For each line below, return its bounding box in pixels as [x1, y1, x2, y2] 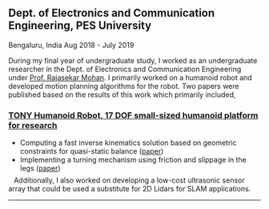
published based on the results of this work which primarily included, [8, 90, 236, 99]
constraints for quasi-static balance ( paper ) [19, 147, 164, 156]
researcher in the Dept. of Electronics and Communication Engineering [8, 64, 242, 74]
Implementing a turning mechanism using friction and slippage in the [19, 155, 247, 165]
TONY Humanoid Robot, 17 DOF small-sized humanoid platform [8, 110, 259, 121]
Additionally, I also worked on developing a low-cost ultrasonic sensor [13, 175, 246, 185]
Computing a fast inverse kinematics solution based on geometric [19, 138, 237, 147]
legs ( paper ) [19, 163, 62, 173]
